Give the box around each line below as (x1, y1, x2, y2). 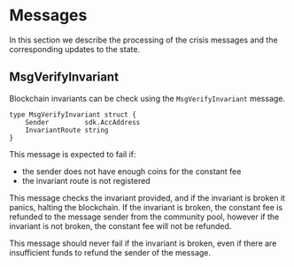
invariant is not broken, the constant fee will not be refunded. (9, 220, 232, 231)
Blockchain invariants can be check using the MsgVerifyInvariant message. (9, 93, 286, 103)
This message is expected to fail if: (9, 149, 136, 159)
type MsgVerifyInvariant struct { (9, 110, 137, 119)
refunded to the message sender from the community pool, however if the (9, 211, 280, 222)
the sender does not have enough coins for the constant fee (21, 165, 242, 177)
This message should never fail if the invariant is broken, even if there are (9, 238, 277, 248)
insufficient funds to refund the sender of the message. (9, 247, 211, 257)
